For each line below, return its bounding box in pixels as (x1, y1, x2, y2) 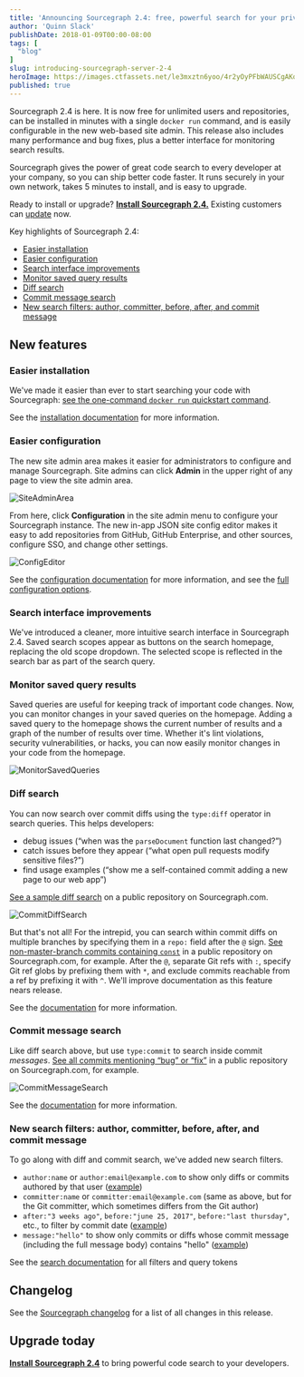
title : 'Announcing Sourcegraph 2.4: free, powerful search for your (9, 13, 278, 23)
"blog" (17, 47, 43, 56)
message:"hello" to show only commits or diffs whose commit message (22, 1230, 290, 1241)
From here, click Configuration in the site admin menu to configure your (9, 510, 279, 521)
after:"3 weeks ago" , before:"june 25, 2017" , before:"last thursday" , (22, 1210, 290, 1221)
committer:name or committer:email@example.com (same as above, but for (22, 1191, 292, 1202)
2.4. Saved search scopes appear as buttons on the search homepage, (9, 636, 274, 647)
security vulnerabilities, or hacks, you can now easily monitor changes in (9, 737, 280, 748)
